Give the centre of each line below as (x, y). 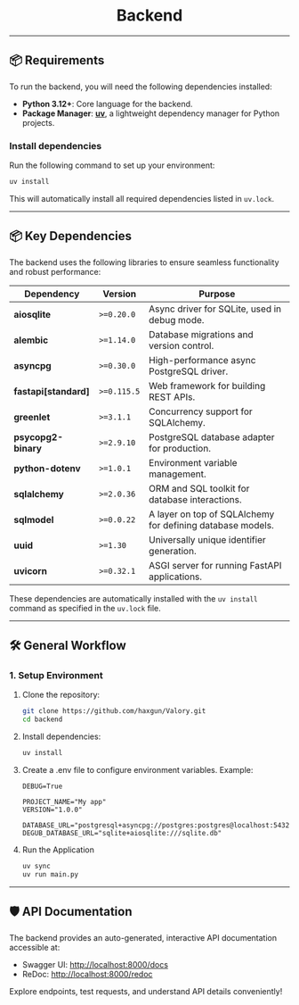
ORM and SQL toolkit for (199, 488)
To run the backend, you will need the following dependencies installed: (141, 87)
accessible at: (35, 947)
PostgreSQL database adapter (211, 436)
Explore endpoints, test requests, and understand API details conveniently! (146, 991)
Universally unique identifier (207, 539)
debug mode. (176, 320)
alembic (31, 340)
